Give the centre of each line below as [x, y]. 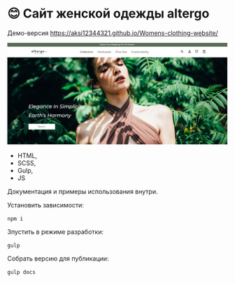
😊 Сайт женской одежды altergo [108, 14]
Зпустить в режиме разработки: [55, 232]
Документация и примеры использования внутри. [83, 191]
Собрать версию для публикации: [58, 258]
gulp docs [22, 272]
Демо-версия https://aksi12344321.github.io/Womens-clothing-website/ [113, 33]
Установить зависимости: [45, 205]
